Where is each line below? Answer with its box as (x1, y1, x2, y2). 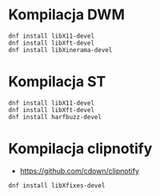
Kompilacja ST (8, 73, 106, 91)
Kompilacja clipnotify (8, 140, 153, 158)
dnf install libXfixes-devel (8, 182, 106, 190)
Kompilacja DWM (8, 6, 126, 24)
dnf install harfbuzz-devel (8, 113, 102, 121)
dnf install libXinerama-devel (8, 46, 113, 54)
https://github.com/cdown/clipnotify (19, 166, 140, 175)
